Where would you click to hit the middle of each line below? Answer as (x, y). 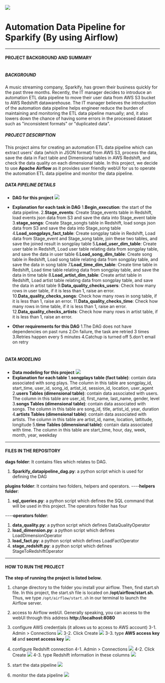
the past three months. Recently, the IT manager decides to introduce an (79, 92)
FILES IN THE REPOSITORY (33, 451)
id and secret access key (38, 639)
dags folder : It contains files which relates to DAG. (56, 461)
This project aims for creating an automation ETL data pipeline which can (79, 147)
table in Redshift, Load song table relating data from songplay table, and (85, 259)
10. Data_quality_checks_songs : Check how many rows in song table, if (84, 296)
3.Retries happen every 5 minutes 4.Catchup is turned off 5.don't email (84, 337)
